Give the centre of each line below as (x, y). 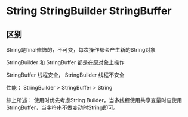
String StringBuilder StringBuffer (89, 11)
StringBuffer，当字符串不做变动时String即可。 (62, 107)
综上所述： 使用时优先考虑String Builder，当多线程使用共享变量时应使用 (94, 100)
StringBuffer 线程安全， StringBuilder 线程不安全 (65, 75)
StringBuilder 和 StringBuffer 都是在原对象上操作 (65, 62)
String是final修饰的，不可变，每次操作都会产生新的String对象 (81, 50)
